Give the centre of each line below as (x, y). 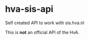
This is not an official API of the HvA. (42, 32)
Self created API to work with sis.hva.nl (45, 23)
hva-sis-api (29, 9)
